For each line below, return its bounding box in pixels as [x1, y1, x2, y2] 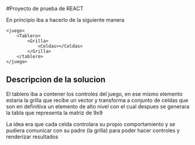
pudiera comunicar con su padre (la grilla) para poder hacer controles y [6, 127, 180, 134]
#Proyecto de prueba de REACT [6, 5, 84, 12]
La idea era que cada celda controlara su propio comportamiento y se [6, 120, 176, 127]
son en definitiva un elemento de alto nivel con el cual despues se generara [6, 103, 190, 110]
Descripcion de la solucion [6, 75, 106, 85]
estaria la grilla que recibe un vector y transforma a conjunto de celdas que [6, 97, 189, 104]
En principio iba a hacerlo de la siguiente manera [6, 17, 125, 23]
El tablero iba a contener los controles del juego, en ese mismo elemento [6, 90, 183, 97]
